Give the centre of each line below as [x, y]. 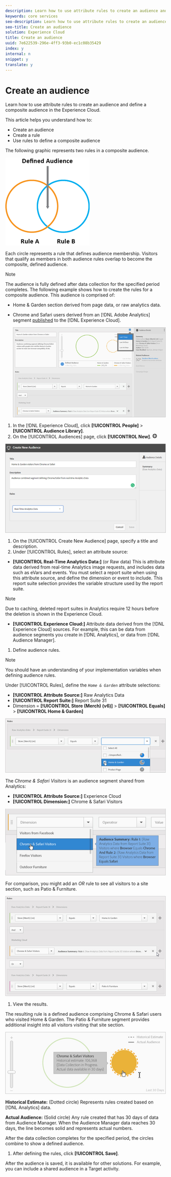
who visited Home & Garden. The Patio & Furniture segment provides [77, 1019]
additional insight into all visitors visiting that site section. [65, 1025]
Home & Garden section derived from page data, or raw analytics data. [87, 305]
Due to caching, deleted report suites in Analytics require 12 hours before [82, 609]
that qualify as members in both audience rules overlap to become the [79, 259]
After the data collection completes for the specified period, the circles [79, 1138]
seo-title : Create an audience [38, 27]
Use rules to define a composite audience [56, 141]
